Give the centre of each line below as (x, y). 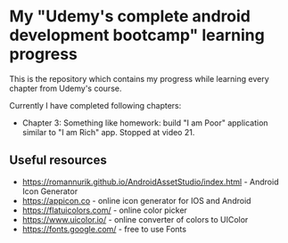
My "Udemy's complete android (130, 16)
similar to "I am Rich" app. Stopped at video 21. (108, 132)
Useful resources (58, 161)
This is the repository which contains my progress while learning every (139, 78)
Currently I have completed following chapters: (95, 105)
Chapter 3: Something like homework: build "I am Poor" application (145, 123)
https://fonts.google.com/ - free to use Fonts (104, 229)
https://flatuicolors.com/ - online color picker (104, 210)
